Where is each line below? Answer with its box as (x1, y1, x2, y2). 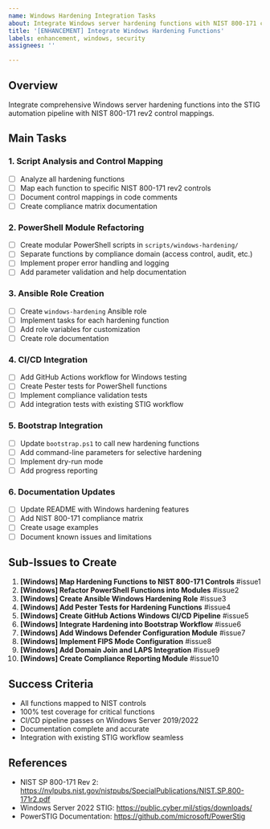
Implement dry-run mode (19, 456, 104, 466)
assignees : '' (8, 42, 56, 50)
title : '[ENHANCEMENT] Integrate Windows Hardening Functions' (8, 27, 225, 35)
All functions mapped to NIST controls (19, 699, 147, 708)
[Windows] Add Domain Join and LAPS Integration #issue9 (19, 645, 220, 655)
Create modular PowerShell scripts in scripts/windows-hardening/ (19, 240, 239, 250)
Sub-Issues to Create (8, 556, 117, 569)
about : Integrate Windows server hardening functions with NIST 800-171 (8, 19, 257, 27)
